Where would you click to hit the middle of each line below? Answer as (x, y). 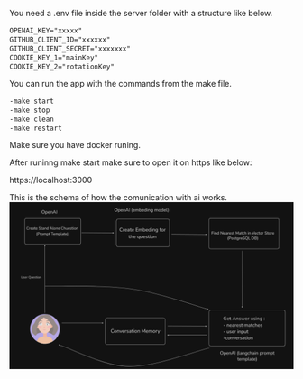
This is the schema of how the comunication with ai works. (119, 197)
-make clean (32, 119)
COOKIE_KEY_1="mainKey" (54, 58)
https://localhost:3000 (51, 180)
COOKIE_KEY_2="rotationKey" (62, 67)
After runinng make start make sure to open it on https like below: (131, 162)
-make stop (30, 110)
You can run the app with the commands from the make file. (120, 83)
